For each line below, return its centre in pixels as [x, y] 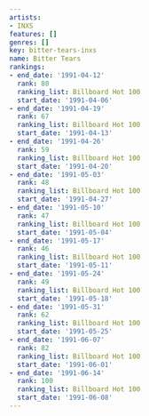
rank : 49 [33, 282]
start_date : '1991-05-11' [65, 266]
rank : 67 [33, 116]
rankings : [27, 68]
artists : [25, 17]
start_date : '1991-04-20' [65, 166]
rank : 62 [33, 315]
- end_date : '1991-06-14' [57, 373]
